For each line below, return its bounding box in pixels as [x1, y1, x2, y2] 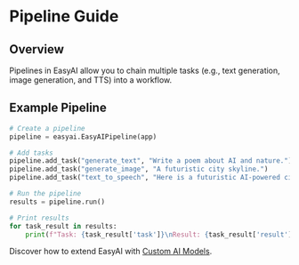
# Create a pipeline [9, 124, 86, 132]
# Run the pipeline [9, 189, 82, 198]
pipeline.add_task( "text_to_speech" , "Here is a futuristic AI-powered [9, 173, 280, 182]
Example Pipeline [9, 100, 107, 116]
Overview [9, 42, 65, 57]
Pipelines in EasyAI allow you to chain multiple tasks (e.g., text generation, [9, 65, 280, 76]
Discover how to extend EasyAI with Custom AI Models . [9, 246, 213, 257]
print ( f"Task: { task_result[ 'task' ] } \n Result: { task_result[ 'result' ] [25, 229, 293, 239]
